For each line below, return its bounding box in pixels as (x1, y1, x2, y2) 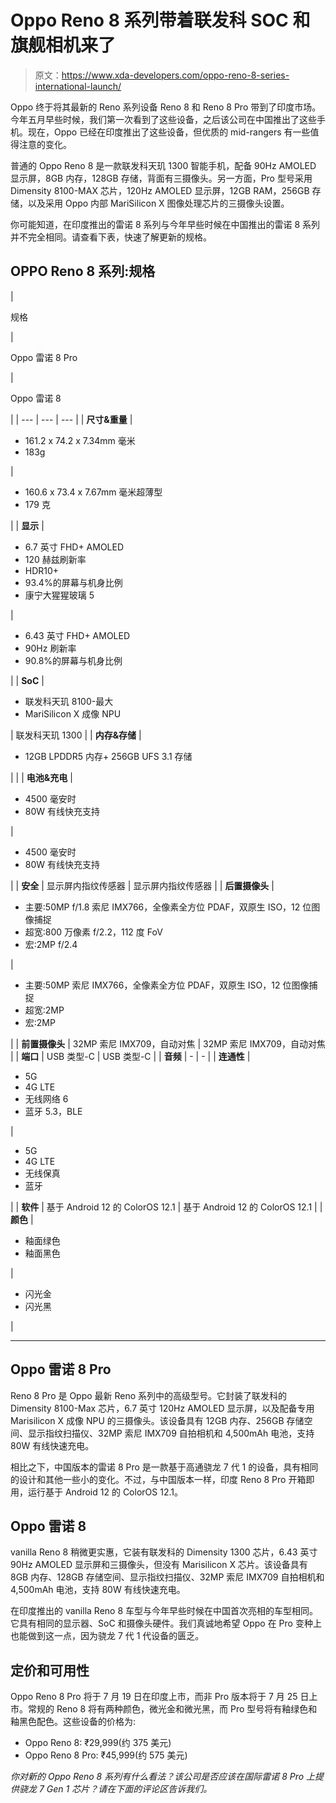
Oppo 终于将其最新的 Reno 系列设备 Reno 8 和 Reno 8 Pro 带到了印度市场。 (10, 101, 322, 113)
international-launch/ (34, 80, 122, 92)
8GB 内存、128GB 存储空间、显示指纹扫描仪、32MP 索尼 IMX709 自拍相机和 (10, 1571, 325, 1583)
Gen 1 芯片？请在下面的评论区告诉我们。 (46, 1783, 213, 1795)
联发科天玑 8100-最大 (24, 695, 114, 707)
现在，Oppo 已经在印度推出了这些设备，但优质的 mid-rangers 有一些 (27, 126, 311, 138)
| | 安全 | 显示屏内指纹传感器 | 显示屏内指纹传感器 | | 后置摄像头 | (10, 879, 275, 891)
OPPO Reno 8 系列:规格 (10, 263, 156, 280)
